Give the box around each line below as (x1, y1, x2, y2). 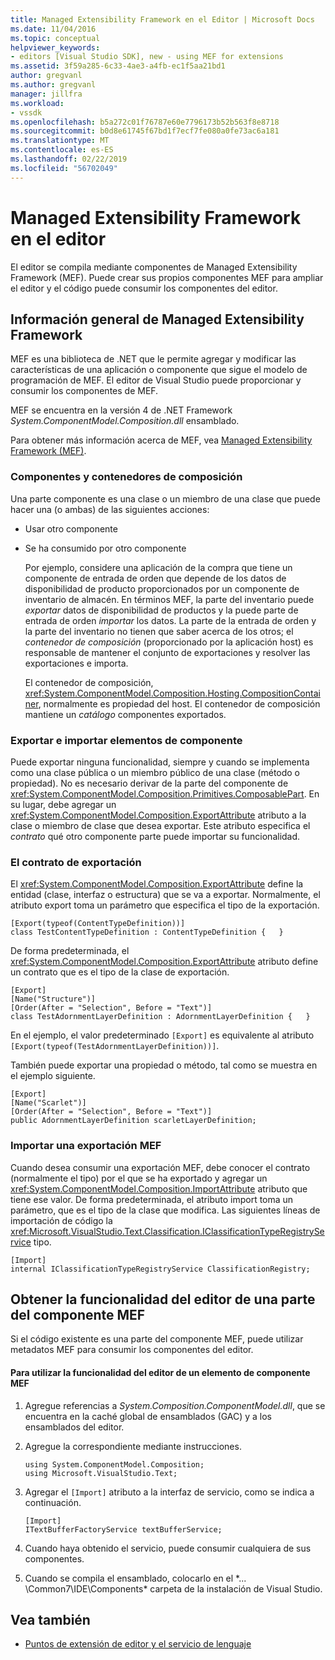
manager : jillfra (10, 89, 83, 99)
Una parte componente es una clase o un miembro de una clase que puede (10, 492, 321, 505)
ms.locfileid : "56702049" (10, 163, 118, 173)
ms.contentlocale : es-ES (10, 145, 114, 155)
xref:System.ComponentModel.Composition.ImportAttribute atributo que (10, 1182, 308, 1195)
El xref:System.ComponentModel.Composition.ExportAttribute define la (10, 878, 304, 890)
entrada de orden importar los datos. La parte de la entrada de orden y (24, 614, 317, 626)
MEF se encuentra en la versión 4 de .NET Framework (10, 404, 233, 416)
